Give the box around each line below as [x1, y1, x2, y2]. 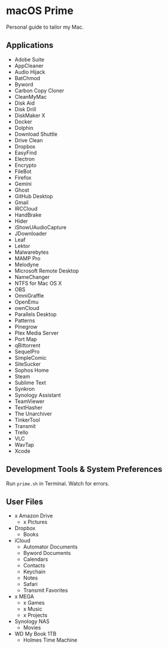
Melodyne [14, 261, 39, 268]
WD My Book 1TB [14, 630, 57, 637]
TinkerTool [14, 416, 40, 423]
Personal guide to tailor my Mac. [6, 23, 84, 30]
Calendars [23, 556, 48, 563]
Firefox [14, 174, 32, 181]
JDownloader [14, 230, 47, 237]
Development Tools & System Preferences [6, 464, 162, 474]
